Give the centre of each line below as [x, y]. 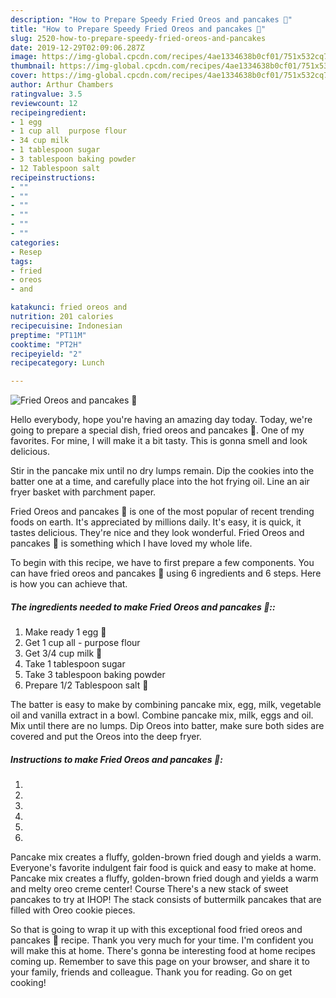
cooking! [28, 983]
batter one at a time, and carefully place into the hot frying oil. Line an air [160, 482]
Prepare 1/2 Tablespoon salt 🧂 [86, 685]
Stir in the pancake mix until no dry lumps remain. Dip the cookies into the [162, 471]
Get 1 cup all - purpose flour [82, 643]
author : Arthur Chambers [62, 85]
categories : [35, 242]
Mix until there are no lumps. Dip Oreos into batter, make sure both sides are [167, 726]
